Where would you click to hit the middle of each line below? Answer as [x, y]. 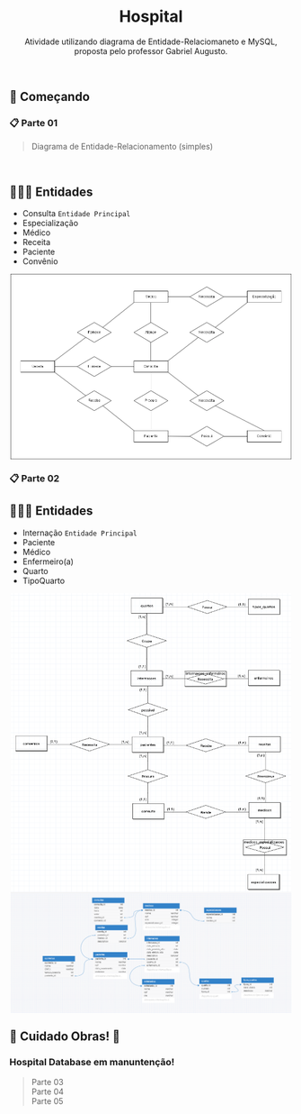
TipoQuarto [44, 580]
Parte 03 [48, 1082]
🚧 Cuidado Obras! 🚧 [65, 1037]
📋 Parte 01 [34, 123]
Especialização [50, 224]
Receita [36, 242]
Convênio [40, 261]
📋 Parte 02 [35, 478]
